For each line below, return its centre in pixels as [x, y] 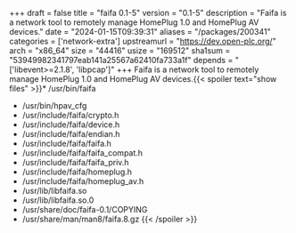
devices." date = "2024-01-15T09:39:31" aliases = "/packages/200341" [140, 32]
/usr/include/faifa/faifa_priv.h [75, 162]
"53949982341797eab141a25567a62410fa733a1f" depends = [121, 60]
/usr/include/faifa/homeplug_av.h [83, 181]
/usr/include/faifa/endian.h [71, 134]
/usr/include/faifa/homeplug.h [77, 172]
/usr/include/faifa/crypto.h [70, 115]
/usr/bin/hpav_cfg [54, 105]
